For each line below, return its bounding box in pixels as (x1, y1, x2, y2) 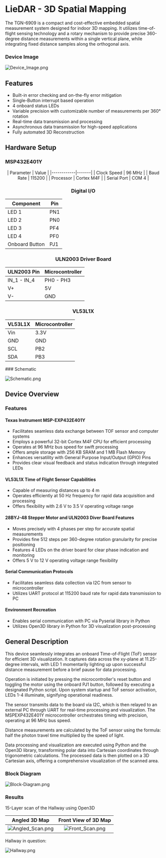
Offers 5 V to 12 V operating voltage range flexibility (12, 557, 118, 563)
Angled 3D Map (11, 817, 50, 824)
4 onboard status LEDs (12, 103, 59, 109)
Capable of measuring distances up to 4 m (12, 487, 100, 493)
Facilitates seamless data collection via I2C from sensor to (12, 580, 132, 586)
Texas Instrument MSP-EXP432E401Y (5, 417, 86, 423)
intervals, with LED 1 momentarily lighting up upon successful (20, 661, 146, 667)
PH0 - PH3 (44, 277, 71, 284)
